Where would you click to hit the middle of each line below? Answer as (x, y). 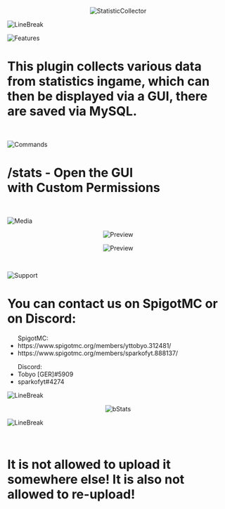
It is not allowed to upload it (89, 465)
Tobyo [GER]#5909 (45, 374)
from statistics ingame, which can (108, 82)
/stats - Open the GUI (70, 173)
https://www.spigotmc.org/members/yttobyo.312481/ (94, 345)
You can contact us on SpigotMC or (112, 304)
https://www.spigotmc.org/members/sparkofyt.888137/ (98, 353)
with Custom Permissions (84, 188)
